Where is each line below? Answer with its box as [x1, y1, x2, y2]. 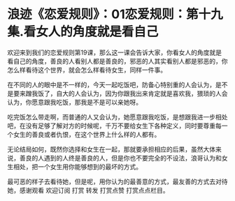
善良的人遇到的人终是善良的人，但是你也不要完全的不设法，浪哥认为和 [19, 154, 222, 162]
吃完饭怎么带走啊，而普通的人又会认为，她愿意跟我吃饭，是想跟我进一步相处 [7, 112, 228, 121]
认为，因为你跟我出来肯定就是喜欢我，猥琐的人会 [86, 89, 228, 98]
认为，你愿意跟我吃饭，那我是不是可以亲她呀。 [7, 98, 142, 106]
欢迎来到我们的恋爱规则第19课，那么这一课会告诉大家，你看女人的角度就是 [7, 48, 222, 57]
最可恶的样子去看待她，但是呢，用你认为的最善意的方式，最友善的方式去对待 [7, 177, 228, 186]
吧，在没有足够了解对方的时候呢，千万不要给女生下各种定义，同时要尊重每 [7, 121, 222, 130]
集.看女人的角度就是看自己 [7, 24, 159, 40]
